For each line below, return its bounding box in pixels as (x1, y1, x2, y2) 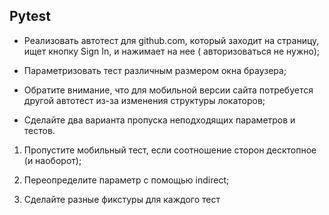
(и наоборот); (23, 154, 82, 166)
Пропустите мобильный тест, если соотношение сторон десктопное (23, 144, 317, 156)
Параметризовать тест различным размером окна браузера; (23, 64, 287, 76)
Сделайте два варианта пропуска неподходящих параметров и (23, 114, 296, 126)
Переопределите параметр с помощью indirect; (23, 174, 230, 186)
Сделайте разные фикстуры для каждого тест (23, 193, 221, 205)
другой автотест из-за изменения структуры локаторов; (23, 94, 266, 106)
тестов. (23, 124, 56, 136)
